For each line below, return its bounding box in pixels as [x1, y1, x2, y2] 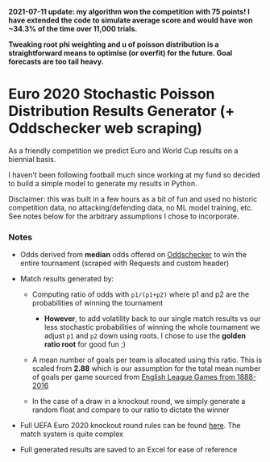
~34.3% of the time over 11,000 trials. [8, 24, 138, 33]
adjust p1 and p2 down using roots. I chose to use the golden [44, 331, 246, 341]
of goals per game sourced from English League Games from [31, 373, 235, 382]
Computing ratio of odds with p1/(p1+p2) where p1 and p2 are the [31, 289, 250, 299]
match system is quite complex [19, 429, 123, 439]
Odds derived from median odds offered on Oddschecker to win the [19, 250, 247, 260]
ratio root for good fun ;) [44, 339, 127, 349]
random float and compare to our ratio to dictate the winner [31, 405, 230, 414]
